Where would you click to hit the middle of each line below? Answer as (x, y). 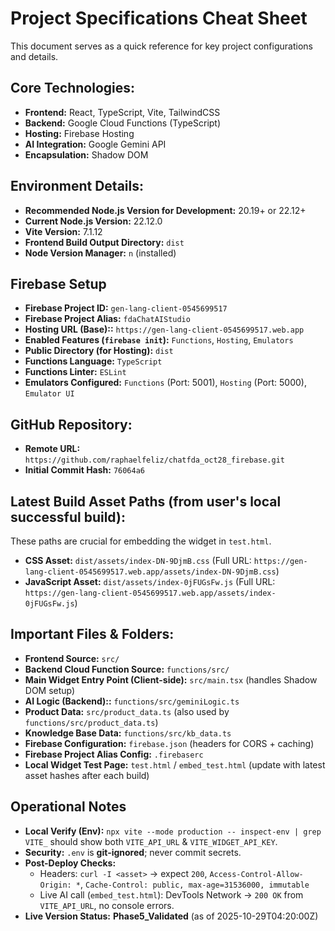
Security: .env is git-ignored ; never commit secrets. (133, 852)
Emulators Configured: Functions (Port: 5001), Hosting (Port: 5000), (165, 383)
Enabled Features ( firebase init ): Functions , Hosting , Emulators (159, 340)
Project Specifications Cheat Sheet (159, 18)
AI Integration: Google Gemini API (95, 144)
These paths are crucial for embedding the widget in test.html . (141, 541)
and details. (34, 56)
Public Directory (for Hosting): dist (99, 351)
